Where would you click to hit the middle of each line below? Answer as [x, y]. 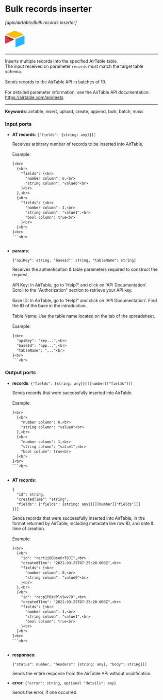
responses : [24, 655]
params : [21, 251]
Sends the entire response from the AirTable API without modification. [82, 673]
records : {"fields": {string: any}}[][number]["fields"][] [72, 383]
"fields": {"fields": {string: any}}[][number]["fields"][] [79, 504]
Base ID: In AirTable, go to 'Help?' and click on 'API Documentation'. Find [84, 301]
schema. [14, 71]
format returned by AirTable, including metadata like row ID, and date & [83, 523]
